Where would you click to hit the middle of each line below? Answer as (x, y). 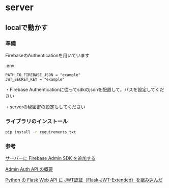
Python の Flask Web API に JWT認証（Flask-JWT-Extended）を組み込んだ (84, 180)
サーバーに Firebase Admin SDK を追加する (50, 158)
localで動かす (27, 27)
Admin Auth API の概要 (29, 169)
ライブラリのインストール (36, 121)
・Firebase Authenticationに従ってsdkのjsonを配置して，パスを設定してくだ (85, 89)
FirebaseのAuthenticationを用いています (48, 55)
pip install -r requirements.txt (41, 132)
